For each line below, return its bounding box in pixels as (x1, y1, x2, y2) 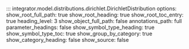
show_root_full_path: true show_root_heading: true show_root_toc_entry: (6, 11, 184, 18)
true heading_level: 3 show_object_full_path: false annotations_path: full (6, 18, 182, 24)
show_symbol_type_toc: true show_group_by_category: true (6, 30, 153, 37)
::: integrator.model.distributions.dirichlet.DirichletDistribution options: (6, 5, 177, 12)
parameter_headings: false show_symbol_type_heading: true (6, 24, 155, 31)
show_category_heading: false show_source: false (6, 37, 129, 43)
